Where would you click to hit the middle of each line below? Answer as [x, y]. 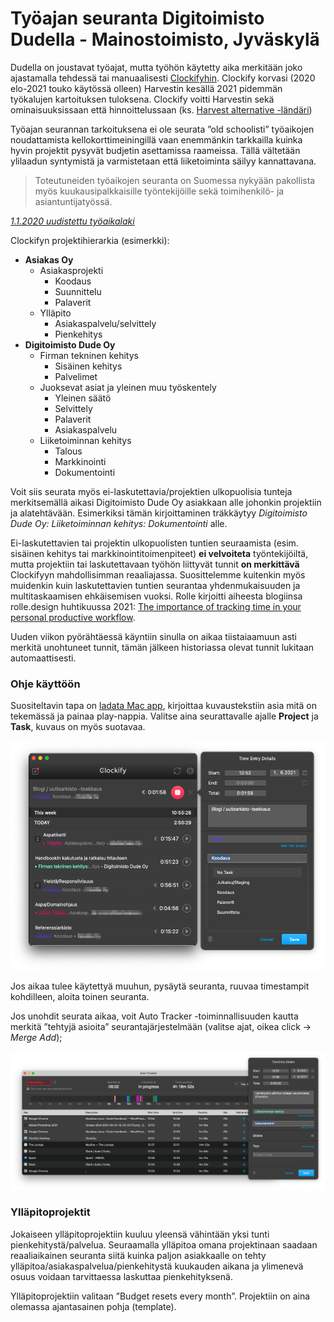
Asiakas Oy [49, 259]
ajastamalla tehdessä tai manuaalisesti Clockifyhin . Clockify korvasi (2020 [163, 78]
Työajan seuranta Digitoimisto [137, 18]
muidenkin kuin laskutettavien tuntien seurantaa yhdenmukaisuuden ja [155, 585]
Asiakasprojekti [71, 270]
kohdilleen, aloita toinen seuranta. [80, 996]
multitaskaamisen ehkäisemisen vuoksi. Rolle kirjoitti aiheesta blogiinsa [156, 596]
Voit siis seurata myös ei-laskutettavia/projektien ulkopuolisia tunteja [151, 491]
